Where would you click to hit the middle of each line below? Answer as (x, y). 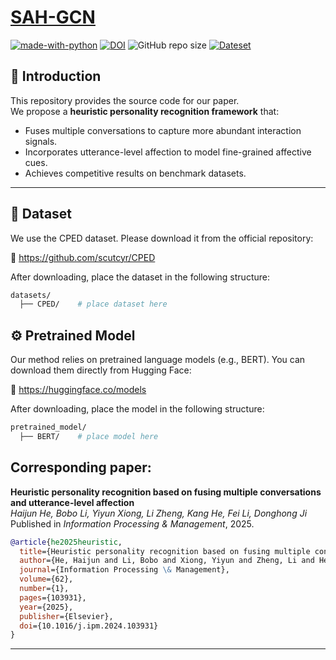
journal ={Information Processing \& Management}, (124, 570)
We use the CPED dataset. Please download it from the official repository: (162, 238)
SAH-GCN (53, 17)
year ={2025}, (46, 607)
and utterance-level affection (72, 502)
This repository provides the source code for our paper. (125, 100)
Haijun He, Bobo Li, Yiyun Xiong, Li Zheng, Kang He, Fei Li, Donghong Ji (159, 513)
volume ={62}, (46, 579)
